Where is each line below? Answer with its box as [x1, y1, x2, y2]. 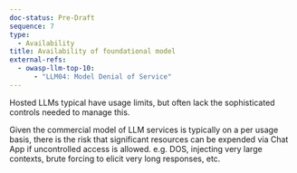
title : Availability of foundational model [9, 47, 177, 56]
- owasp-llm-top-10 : [17, 64, 95, 73]
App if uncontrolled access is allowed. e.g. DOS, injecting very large [9, 143, 263, 154]
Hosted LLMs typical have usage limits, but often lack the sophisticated [9, 97, 275, 108]
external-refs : [9, 55, 67, 64]
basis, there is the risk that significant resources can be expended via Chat [9, 133, 289, 145]
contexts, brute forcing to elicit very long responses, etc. [9, 153, 221, 164]
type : [9, 30, 30, 39]
